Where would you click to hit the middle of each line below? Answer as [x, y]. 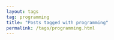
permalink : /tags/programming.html [51, 28]
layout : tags [22, 11]
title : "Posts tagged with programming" [58, 22]
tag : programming [28, 17]
